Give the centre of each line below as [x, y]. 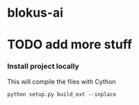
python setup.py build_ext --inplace [62, 94]
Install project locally [43, 66]
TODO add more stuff [70, 45]
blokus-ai [35, 13]
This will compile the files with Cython [62, 81]
